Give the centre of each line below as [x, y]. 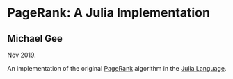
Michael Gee [35, 38]
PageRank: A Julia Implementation [109, 13]
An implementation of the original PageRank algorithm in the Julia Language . [117, 68]
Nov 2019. [22, 55]
